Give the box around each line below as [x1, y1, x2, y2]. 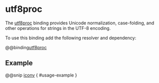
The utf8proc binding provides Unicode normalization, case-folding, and [5, 20, 154, 26]
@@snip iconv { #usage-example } [5, 72, 77, 78]
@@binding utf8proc [5, 44, 47, 50]
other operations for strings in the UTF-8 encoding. [5, 25, 111, 31]
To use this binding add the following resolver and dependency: [5, 35, 136, 41]
